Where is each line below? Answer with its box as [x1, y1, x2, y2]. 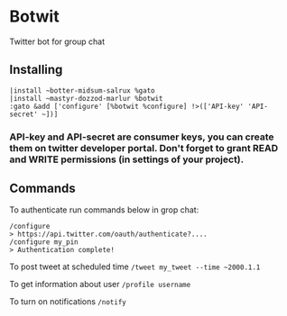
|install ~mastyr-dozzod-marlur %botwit [9, 94, 164, 103]
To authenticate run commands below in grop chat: [9, 204, 199, 215]
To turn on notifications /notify [9, 296, 126, 307]
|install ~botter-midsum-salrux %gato [9, 86, 155, 95]
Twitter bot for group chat [9, 36, 106, 47]
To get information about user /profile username [9, 279, 191, 290]
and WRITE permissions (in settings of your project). [9, 153, 245, 166]
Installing [9, 62, 63, 77]
